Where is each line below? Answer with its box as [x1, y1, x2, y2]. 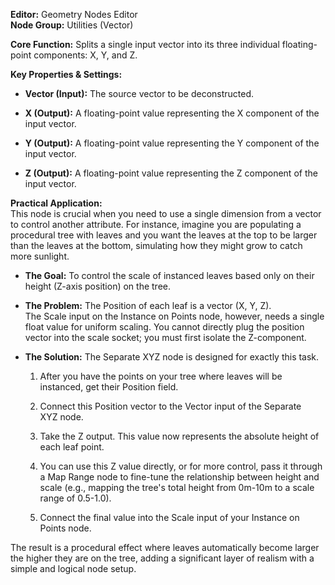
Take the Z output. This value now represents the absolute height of [39, 430, 320, 442]
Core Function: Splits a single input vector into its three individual [10, 39, 280, 50]
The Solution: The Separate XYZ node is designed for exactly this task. [24, 351, 320, 363]
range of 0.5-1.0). [39, 492, 112, 504]
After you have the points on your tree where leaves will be [39, 370, 283, 382]
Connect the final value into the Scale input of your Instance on [39, 512, 300, 523]
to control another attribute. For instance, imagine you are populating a [10, 219, 302, 230]
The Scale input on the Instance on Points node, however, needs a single [24, 310, 325, 322]
